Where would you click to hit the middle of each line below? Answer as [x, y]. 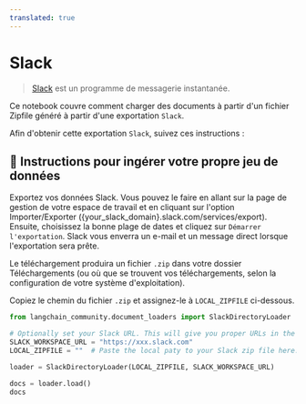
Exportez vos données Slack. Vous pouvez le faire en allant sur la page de [148, 197]
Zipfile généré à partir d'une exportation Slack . [97, 116]
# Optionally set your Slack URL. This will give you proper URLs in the [153, 334]
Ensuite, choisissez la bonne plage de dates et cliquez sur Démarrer [136, 227]
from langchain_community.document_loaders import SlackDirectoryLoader [150, 318]
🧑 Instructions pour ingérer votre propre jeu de [144, 162]
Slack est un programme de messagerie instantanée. [131, 88]
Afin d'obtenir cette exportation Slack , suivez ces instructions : [127, 133]
